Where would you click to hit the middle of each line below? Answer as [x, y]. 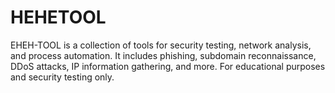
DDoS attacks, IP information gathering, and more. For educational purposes [168, 66]
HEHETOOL [58, 17]
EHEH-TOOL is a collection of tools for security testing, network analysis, [161, 45]
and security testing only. [62, 77]
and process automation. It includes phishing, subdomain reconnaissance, [163, 55]
